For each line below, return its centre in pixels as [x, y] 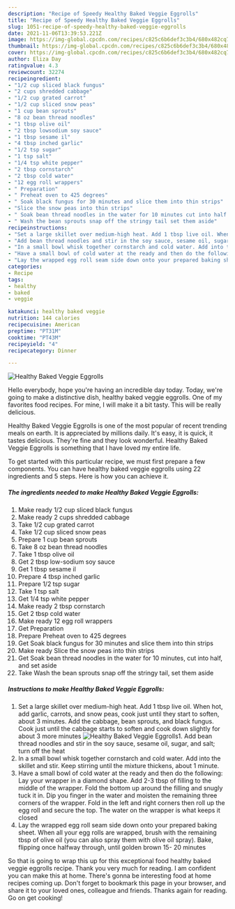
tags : [16, 280]
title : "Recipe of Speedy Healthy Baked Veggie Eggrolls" [94, 20]
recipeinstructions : [38, 227]
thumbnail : [24, 46]
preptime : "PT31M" [35, 331]
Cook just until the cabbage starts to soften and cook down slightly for [119, 729]
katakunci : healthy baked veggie [56, 312]
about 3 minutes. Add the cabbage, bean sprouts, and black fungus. [116, 721]
